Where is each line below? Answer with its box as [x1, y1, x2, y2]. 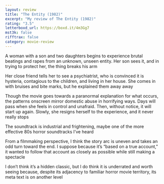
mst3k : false [5, 30, 32, 35]
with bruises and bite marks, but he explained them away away [5, 83, 133, 89]
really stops [5, 114, 29, 120]
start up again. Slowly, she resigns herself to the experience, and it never [5, 109, 154, 114]
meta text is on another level [5, 174, 63, 180]
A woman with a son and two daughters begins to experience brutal [5, 53, 143, 59]
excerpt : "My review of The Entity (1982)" [5, 16, 96, 21]
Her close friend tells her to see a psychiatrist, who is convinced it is [5, 73, 144, 79]
